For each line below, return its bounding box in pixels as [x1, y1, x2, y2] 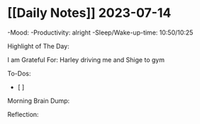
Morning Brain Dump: [7, 97, 70, 105]
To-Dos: [7, 69, 31, 77]
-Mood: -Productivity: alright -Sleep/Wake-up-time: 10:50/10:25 [7, 28, 194, 37]
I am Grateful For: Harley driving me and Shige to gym [7, 55, 165, 64]
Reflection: [7, 110, 39, 118]
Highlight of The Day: [7, 42, 70, 50]
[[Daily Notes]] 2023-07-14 [7, 5, 172, 21]
